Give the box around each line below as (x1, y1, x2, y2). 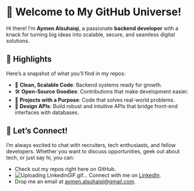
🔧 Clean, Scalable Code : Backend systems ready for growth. (14, 81, 163, 88)
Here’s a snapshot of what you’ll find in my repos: (6, 70, 126, 77)
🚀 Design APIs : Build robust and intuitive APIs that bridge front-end (14, 102, 178, 109)
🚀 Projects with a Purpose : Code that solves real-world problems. (14, 96, 175, 103)
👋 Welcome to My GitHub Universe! (6, 5, 182, 19)
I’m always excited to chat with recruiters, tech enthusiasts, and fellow (6, 141, 176, 149)
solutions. (6, 37, 30, 44)
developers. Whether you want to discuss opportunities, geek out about (6, 148, 180, 155)
